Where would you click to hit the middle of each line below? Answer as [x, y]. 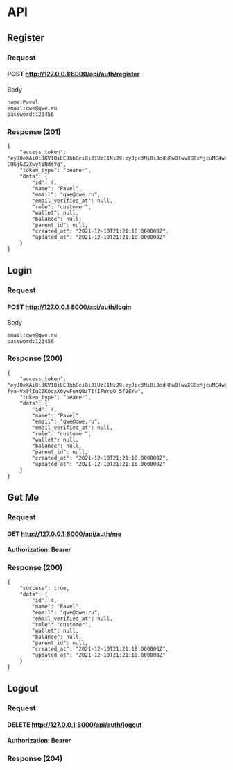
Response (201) [34, 131]
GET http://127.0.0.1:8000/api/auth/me [64, 534]
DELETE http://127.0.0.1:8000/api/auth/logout [75, 725]
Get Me [23, 497]
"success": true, [45, 588]
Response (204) [35, 759]
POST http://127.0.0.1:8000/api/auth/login [69, 307]
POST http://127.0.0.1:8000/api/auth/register [74, 74]
